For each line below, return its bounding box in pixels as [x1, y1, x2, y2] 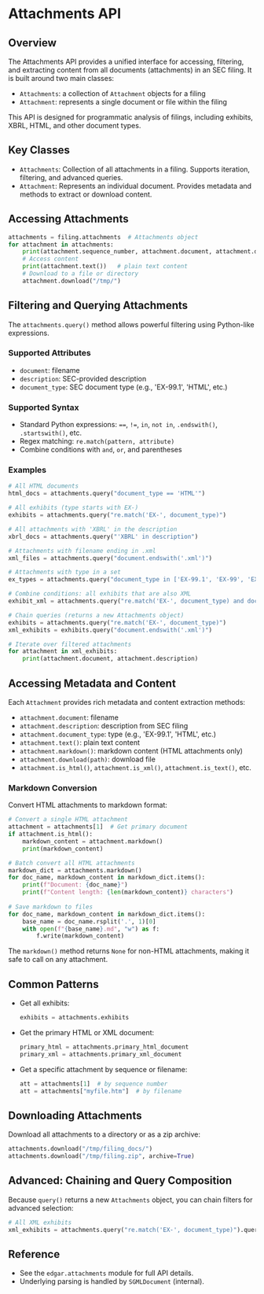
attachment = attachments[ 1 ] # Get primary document [8, 823, 189, 831]
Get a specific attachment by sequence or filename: [19, 1064, 188, 1074]
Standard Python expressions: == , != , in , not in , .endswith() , [19, 420, 218, 429]
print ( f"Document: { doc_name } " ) [22, 881, 128, 889]
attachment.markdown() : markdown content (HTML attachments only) [19, 747, 244, 756]
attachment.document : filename [19, 713, 119, 722]
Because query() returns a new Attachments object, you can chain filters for [8, 1195, 253, 1204]
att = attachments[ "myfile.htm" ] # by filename [19, 1087, 182, 1095]
